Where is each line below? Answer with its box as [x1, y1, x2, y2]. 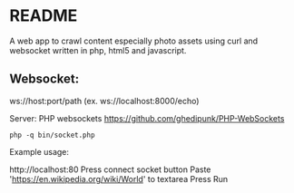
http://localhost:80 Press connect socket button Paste [9, 164, 211, 175]
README [9, 5, 78, 26]
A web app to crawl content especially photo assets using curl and [9, 35, 259, 46]
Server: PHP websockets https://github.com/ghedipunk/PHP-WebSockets [9, 112, 285, 123]
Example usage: [9, 146, 70, 157]
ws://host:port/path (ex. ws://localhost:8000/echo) [9, 95, 200, 106]
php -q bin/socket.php [9, 130, 95, 140]
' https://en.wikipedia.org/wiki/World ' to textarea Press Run [9, 173, 229, 184]
